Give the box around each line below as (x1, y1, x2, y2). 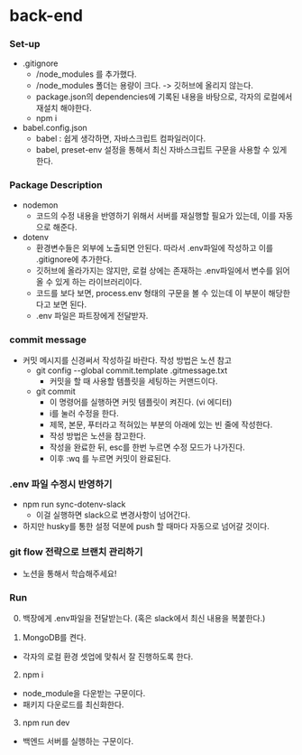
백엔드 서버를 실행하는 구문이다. (22, 735, 133, 746)
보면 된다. (52, 299, 87, 310)
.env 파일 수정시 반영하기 (9, 478, 113, 490)
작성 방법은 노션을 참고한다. (49, 431, 146, 442)
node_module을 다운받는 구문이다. (22, 687, 146, 698)
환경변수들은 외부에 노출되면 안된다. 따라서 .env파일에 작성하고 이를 (35, 242, 273, 253)
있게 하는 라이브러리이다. (55, 276, 142, 287)
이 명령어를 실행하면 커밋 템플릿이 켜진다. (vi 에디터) (49, 396, 233, 407)
